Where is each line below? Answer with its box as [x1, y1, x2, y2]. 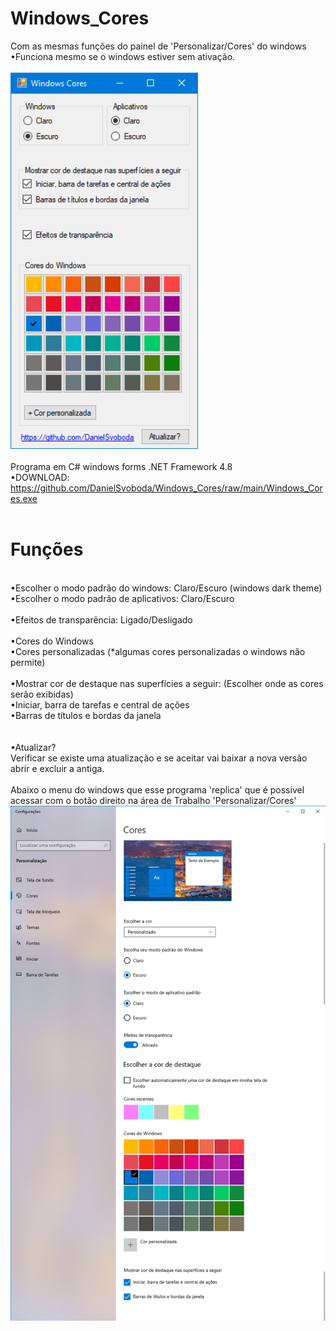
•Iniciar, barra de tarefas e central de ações [10, 699, 190, 711]
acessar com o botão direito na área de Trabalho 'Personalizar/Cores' [10, 795, 297, 807]
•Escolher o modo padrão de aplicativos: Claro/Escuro [10, 593, 235, 605]
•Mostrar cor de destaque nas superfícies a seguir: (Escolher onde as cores [10, 678, 324, 690]
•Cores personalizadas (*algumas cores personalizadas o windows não [10, 646, 306, 658]
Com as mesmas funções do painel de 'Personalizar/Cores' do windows [10, 40, 307, 52]
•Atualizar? [10, 742, 57, 754]
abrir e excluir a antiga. [10, 763, 105, 775]
